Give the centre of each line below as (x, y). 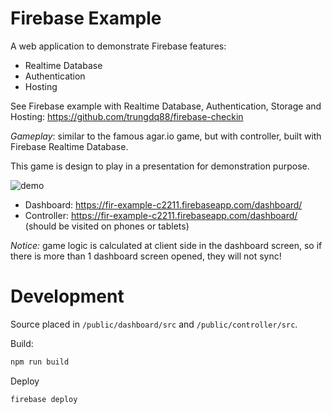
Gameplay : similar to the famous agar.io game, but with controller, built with (166, 136)
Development (67, 296)
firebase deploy (44, 399)
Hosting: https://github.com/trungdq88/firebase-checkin (127, 116)
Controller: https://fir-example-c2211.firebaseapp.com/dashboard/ (161, 215)
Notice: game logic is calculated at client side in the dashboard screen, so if (166, 245)
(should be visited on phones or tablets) (107, 226)
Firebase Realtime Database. (69, 146)
